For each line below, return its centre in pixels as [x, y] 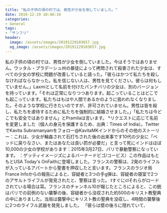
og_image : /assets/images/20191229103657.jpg [58, 47]
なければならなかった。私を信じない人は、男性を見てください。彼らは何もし [83, 80]
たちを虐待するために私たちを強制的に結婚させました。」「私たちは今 [88, 111]
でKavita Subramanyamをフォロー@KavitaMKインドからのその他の [74, 130]
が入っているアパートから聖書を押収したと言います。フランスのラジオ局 [79, 168]
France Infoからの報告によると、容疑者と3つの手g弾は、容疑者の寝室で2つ [82, 174]
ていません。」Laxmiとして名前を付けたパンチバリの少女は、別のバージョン [82, 87]
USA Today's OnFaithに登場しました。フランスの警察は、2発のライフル [87, 161]
